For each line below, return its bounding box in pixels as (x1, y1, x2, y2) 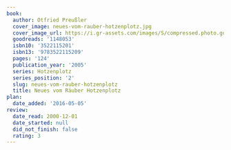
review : (6, 106, 29, 113)
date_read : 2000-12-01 (12, 113, 78, 120)
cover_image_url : (12, 29, 63, 37)
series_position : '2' (12, 74, 75, 82)
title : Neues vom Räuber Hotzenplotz (12, 87, 121, 94)
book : (6, 10, 22, 17)
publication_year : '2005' (12, 62, 88, 68)
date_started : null (12, 119, 69, 126)
